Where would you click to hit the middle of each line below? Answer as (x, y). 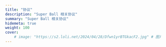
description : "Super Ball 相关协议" (41, 14)
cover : (12, 32)
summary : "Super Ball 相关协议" (37, 19)
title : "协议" (19, 10)
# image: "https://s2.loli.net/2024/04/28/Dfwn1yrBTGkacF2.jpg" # (84, 37)
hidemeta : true (21, 23)
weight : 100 (17, 28)
